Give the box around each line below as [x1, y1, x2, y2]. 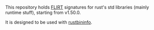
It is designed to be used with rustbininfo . [5, 19, 93, 25]
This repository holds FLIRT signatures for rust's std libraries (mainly [5, 4, 149, 10]
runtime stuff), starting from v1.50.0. [5, 9, 81, 15]
